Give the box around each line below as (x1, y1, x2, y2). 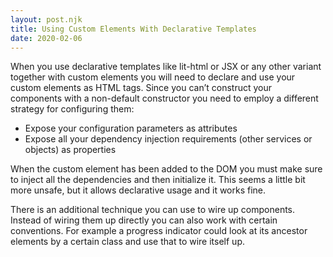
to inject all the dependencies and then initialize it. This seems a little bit (10, 174, 306, 186)
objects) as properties (24, 144, 117, 156)
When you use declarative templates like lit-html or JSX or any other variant (10, 61, 322, 73)
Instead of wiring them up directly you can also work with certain (10, 214, 278, 226)
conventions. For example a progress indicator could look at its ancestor (10, 225, 308, 237)
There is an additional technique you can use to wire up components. (10, 204, 296, 216)
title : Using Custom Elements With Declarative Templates (10, 24, 257, 34)
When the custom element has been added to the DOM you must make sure (10, 163, 323, 175)
